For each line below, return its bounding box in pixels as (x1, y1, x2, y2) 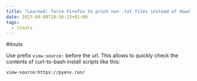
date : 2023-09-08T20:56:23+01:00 (6, 14, 88, 20)
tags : (6, 19, 19, 25)
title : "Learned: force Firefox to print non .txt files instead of (6, 8, 177, 15)
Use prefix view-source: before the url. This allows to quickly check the (6, 52, 179, 59)
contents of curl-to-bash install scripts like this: (6, 58, 120, 65)
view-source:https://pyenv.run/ (6, 69, 85, 76)
